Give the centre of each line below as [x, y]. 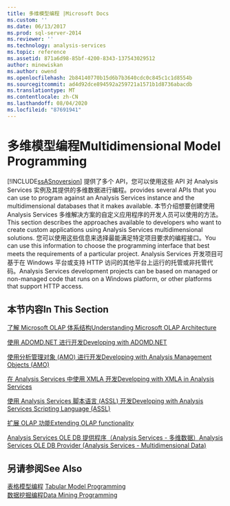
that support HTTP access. [45, 286]
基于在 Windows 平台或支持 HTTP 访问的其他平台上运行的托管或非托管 [107, 262]
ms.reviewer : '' [30, 39]
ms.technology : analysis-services [57, 46]
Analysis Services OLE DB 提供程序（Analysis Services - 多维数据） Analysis [115, 437]
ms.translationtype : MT [41, 90]
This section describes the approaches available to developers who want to [114, 222]
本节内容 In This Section [58, 310]
